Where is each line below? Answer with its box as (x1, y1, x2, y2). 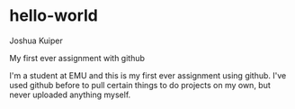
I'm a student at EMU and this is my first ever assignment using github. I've (9, 69, 287, 81)
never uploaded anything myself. (9, 89, 131, 100)
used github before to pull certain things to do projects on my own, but (9, 79, 272, 90)
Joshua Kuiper (9, 35, 63, 46)
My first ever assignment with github (9, 52, 146, 63)
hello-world (9, 5, 99, 26)
